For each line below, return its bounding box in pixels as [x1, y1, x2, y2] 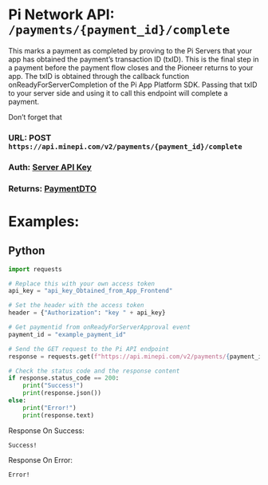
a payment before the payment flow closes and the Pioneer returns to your [8, 62, 254, 73]
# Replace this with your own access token [8, 279, 156, 288]
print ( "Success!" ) [22, 381, 84, 390]
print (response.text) [22, 411, 94, 420]
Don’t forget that [8, 112, 62, 121]
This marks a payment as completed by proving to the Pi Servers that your [8, 45, 253, 55]
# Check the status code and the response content [8, 367, 180, 375]
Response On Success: [8, 425, 85, 436]
